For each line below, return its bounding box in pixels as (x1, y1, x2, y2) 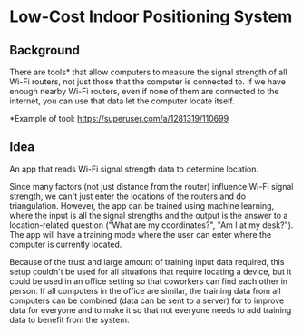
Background (9, 43, 80, 58)
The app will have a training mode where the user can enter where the (9, 229, 272, 240)
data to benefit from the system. (9, 314, 130, 325)
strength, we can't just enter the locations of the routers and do (9, 191, 247, 201)
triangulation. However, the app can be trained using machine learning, (9, 200, 275, 211)
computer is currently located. (9, 239, 122, 250)
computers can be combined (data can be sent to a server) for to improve (9, 295, 285, 306)
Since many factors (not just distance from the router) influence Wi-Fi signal (9, 181, 294, 192)
